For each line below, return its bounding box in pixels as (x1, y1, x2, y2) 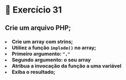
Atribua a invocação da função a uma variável (12, 63, 122, 69)
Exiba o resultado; (12, 68, 56, 75)
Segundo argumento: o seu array (12, 56, 91, 63)
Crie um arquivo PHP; (5, 24, 71, 32)
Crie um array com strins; (12, 38, 73, 45)
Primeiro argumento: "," (12, 50, 70, 57)
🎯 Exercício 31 (5, 4, 62, 16)
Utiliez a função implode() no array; (12, 44, 96, 51)
